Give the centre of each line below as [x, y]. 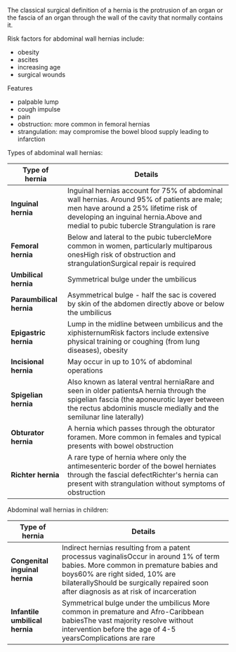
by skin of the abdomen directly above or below [146, 304]
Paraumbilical [34, 299]
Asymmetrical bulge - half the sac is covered [142, 295]
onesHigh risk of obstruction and [122, 254]
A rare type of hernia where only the [127, 457]
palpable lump [38, 102]
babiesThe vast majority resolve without [128, 620]
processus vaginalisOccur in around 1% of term [141, 556]
